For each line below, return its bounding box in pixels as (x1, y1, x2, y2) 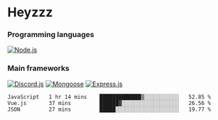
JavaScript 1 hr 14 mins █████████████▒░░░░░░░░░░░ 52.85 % (7, 93, 212, 100)
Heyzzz (7, 4, 53, 21)
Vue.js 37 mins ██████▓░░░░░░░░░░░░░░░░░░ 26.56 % (7, 99, 212, 107)
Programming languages (7, 30, 94, 40)
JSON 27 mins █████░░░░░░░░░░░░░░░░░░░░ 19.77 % (7, 106, 212, 113)
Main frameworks (7, 63, 70, 73)
